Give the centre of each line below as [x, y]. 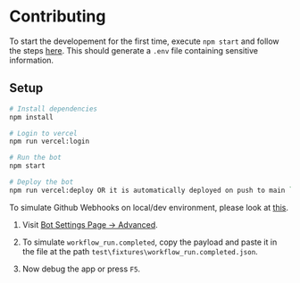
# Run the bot [36, 158]
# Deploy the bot [42, 182]
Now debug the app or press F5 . [81, 269]
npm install [31, 117]
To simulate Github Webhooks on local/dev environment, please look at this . [149, 207]
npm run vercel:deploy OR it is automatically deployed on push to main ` [151, 190]
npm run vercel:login [50, 141]
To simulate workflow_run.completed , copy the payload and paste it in [150, 242]
